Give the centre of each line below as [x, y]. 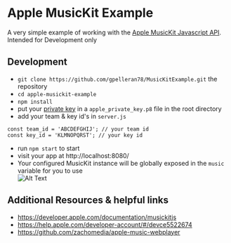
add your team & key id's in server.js [72, 116]
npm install [35, 102]
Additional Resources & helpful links [88, 201]
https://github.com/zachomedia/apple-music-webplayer [99, 232]
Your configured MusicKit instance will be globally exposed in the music [121, 163]
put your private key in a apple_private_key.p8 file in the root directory [120, 109]
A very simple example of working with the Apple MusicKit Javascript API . [114, 32]
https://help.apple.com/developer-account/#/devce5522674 [105, 224]
